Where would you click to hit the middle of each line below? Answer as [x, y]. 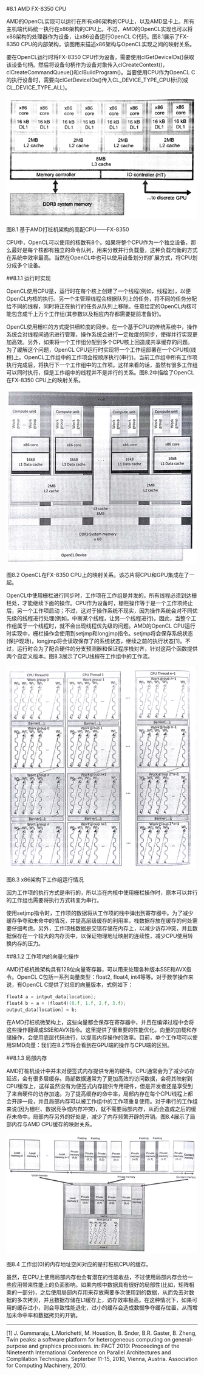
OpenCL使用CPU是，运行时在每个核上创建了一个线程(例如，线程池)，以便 [99, 291]
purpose [17, 1346]
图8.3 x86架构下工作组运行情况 [45, 880]
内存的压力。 [27, 943]
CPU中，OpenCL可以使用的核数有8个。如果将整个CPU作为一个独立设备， [99, 242]
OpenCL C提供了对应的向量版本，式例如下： [78, 985]
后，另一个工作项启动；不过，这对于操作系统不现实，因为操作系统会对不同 [99, 611]
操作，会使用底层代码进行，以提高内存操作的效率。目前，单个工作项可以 [102, 1037]
